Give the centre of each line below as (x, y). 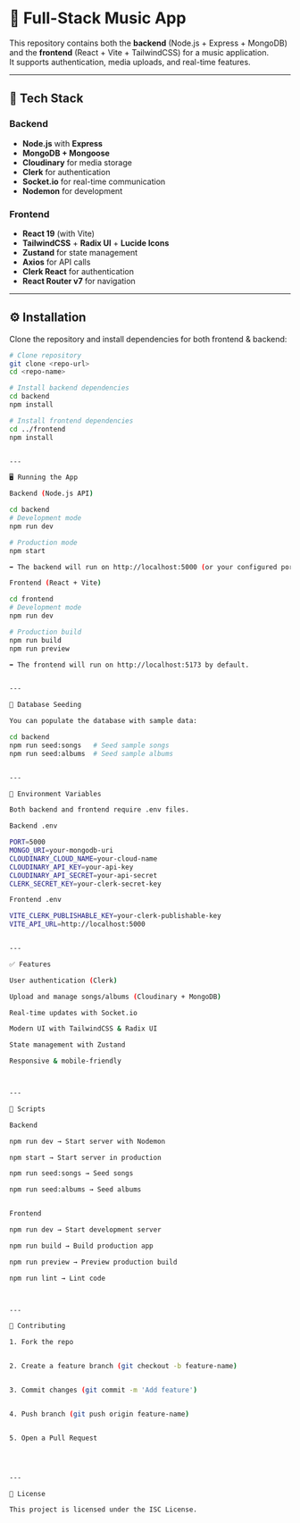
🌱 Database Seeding (46, 705)
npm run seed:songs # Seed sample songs (89, 745)
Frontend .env (36, 900)
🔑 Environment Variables (55, 794)
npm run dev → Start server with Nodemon (87, 1141)
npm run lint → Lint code (57, 1278)
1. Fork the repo (42, 1342)
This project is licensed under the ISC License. (104, 1510)
